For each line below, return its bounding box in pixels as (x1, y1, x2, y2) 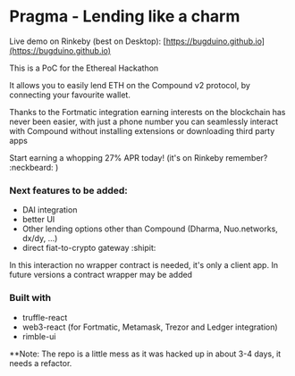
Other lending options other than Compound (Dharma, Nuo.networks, (21, 223, 279, 234)
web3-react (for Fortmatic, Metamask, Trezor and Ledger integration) (21, 322, 279, 332)
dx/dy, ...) (21, 233, 58, 244)
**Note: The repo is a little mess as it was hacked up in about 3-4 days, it (9, 348, 282, 359)
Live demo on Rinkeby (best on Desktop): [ (9, 36, 167, 46)
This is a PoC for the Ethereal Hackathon (9, 63, 159, 73)
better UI (21, 214, 55, 225)
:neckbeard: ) (9, 162, 59, 172)
